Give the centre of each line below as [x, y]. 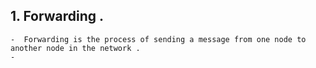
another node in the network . [75, 48]
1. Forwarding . [57, 16]
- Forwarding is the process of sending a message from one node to [158, 39]
